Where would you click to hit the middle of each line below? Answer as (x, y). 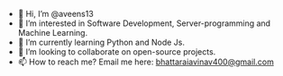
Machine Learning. (53, 33)
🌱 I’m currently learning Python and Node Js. (101, 42)
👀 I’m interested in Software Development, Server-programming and (144, 23)
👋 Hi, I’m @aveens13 (56, 14)
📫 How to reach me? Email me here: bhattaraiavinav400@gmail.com (146, 62)
